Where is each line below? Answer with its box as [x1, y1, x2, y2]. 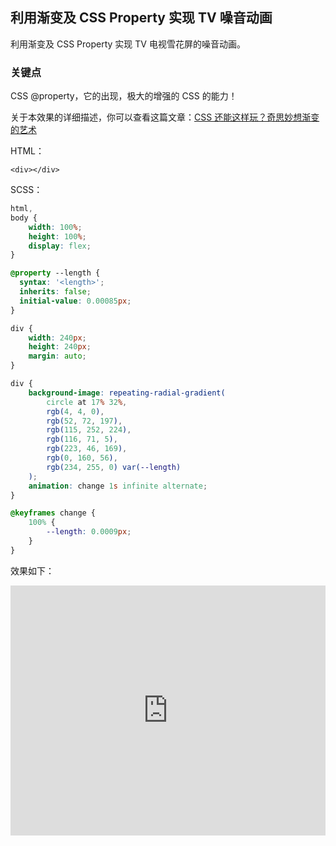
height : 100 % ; [28, 231, 87, 242]
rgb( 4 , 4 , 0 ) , [46, 406, 105, 417]
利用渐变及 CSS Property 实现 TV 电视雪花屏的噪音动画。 [10, 38, 246, 50]
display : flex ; [28, 241, 92, 251]
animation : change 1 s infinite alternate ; [28, 481, 208, 491]
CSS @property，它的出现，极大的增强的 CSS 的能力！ [10, 90, 238, 102]
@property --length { [10, 268, 101, 278]
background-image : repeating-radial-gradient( [28, 388, 226, 398]
